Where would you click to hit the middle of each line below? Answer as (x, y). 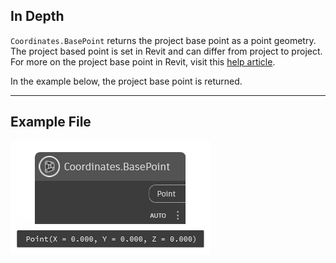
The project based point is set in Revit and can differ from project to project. (166, 51)
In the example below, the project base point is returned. (126, 81)
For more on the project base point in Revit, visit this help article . (143, 61)
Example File (51, 122)
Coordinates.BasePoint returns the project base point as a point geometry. (163, 40)
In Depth (37, 16)
